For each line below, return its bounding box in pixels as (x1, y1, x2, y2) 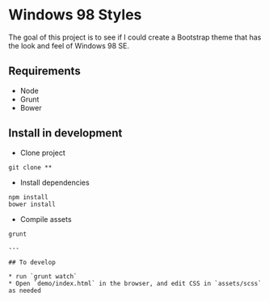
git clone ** (8, 163, 53, 171)
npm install (8, 193, 48, 201)
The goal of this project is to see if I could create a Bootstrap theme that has (8, 32, 262, 42)
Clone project (19, 148, 66, 157)
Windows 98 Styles (8, 6, 142, 24)
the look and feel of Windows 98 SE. (8, 40, 130, 50)
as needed (8, 286, 42, 295)
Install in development (8, 127, 123, 140)
